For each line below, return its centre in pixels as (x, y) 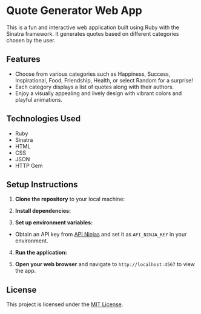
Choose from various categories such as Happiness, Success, (93, 74)
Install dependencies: (43, 211)
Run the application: (41, 253)
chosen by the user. (31, 40)
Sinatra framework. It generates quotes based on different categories (93, 33)
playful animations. (38, 99)
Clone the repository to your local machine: (70, 199)
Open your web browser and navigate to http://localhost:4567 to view (105, 264)
